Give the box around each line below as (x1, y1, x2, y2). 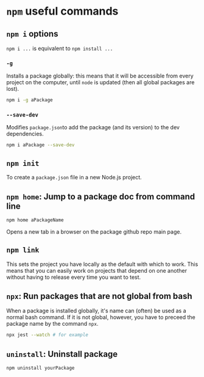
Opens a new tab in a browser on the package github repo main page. (6, 228, 181, 235)
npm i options (6, 29, 58, 39)
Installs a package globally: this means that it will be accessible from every (6, 72, 194, 80)
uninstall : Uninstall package (6, 349, 118, 359)
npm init (6, 159, 40, 168)
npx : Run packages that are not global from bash (6, 291, 193, 301)
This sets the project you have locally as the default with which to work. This (6, 260, 199, 268)
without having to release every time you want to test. (6, 273, 141, 281)
